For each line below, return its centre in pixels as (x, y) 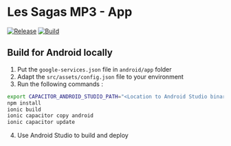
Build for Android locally (60, 53)
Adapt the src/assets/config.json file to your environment (100, 76)
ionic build (24, 109)
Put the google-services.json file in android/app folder (94, 69)
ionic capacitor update (41, 122)
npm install (24, 103)
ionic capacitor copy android (51, 116)
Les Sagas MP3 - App (70, 12)
